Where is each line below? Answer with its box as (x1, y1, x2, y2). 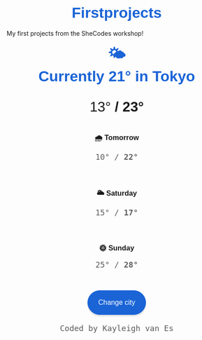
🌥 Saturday (96, 189, 138, 198)
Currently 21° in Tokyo (38, 67, 196, 85)
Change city (98, 299, 136, 307)
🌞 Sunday (99, 243, 134, 252)
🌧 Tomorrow (94, 133, 139, 142)
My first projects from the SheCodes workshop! (6, 29, 144, 37)
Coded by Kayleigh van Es (59, 323, 174, 334)
